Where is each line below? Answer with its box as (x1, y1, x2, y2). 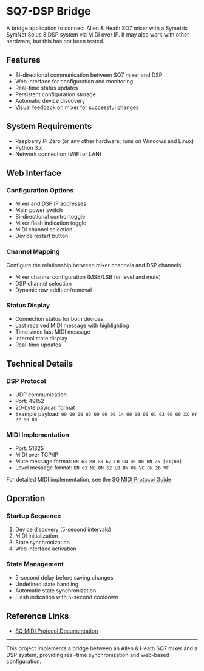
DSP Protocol (6, 377, 46, 385)
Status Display (6, 301, 50, 310)
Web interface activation (15, 545, 77, 552)
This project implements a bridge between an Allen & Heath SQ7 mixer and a (6, 644, 198, 652)
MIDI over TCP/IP (15, 451, 59, 458)
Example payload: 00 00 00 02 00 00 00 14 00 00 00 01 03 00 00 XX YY (15, 410, 197, 418)
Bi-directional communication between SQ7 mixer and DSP (15, 71, 163, 79)
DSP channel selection (15, 279, 72, 287)
